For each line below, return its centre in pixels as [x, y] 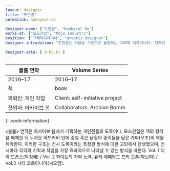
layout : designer [24, 10]
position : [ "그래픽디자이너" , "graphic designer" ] [57, 38]
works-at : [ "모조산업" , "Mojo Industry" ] [48, 34]
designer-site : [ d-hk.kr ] [35, 52]
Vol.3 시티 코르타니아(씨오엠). [35, 163]
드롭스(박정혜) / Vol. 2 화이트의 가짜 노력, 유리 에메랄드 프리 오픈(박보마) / [84, 157]
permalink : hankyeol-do [31, 19]
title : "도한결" [21, 15]
